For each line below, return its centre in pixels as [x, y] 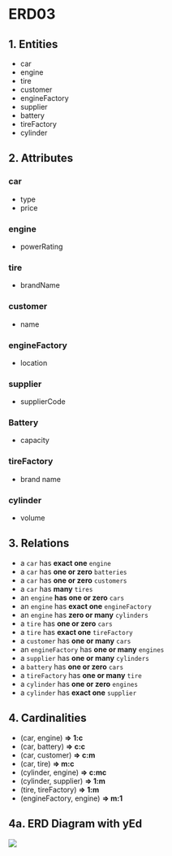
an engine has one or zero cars [72, 597]
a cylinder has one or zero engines [79, 684]
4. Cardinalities [47, 718]
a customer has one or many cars [75, 641]
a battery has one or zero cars [72, 667]
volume [32, 518]
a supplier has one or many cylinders [85, 658]
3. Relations [39, 543]
